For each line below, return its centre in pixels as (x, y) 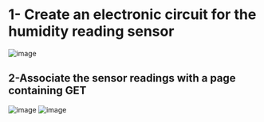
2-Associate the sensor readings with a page (122, 78)
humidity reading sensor (91, 31)
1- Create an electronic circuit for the (132, 15)
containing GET (47, 91)
